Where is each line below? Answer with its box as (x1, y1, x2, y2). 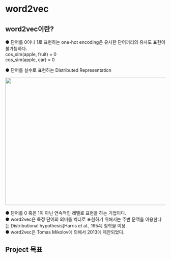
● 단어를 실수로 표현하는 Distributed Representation (5, 67, 112, 73)
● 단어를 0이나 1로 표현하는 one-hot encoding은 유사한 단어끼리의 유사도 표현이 (5, 39, 165, 45)
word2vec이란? (5, 24, 54, 33)
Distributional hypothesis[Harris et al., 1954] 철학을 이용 (10, 223, 126, 228)
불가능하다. (5, 45, 27, 51)
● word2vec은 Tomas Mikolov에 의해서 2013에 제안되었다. (5, 229, 125, 235)
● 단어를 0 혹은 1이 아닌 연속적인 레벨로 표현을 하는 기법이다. (5, 210, 126, 216)
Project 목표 (5, 245, 43, 254)
